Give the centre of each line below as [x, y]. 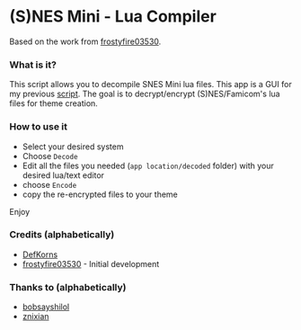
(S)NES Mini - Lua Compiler [113, 17]
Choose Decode [50, 156]
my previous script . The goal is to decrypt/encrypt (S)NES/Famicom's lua [145, 94]
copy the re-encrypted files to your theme [100, 194]
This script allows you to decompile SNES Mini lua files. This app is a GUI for [150, 85]
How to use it [38, 127]
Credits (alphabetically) [62, 235]
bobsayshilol [46, 307]
